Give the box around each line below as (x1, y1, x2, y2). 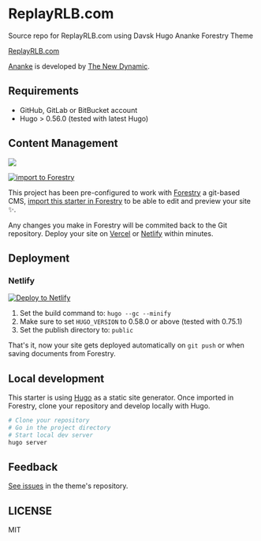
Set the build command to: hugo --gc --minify (19, 309, 171, 318)
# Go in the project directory (8, 423, 111, 431)
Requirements (8, 85, 79, 98)
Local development (8, 372, 105, 385)
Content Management (8, 137, 118, 150)
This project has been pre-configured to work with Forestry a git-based (8, 187, 240, 197)
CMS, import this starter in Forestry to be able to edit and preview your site (8, 196, 251, 205)
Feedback (8, 460, 58, 474)
